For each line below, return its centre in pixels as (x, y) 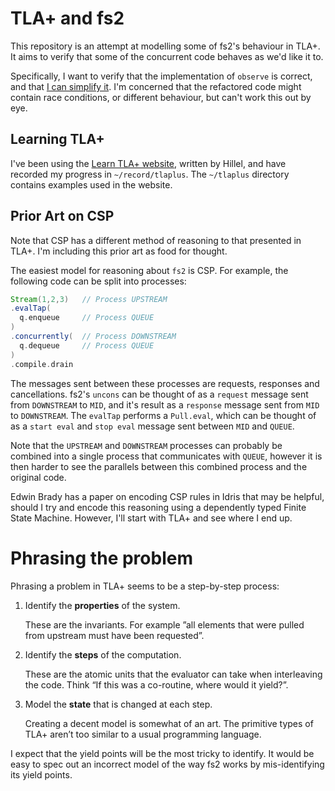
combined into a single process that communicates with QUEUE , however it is (166, 456)
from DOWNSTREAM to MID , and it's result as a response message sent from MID (165, 404)
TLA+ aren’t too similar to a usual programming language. (143, 734)
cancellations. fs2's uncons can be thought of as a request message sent (159, 394)
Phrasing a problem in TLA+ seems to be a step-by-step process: (145, 586)
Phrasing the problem (101, 558)
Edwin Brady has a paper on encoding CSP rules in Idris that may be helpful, (167, 496)
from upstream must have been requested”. (114, 635)
